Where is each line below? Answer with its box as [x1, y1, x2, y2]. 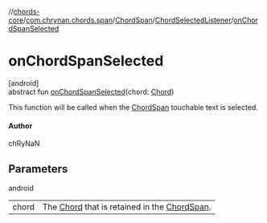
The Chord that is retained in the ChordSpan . [42, 201, 212, 212]
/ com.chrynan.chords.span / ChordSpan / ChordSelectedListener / [23, 15, 234, 25]
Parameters [8, 162, 68, 176]
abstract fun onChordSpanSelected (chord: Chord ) [8, 87, 175, 96]
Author [8, 120, 33, 131]
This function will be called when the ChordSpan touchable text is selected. [8, 102, 259, 111]
